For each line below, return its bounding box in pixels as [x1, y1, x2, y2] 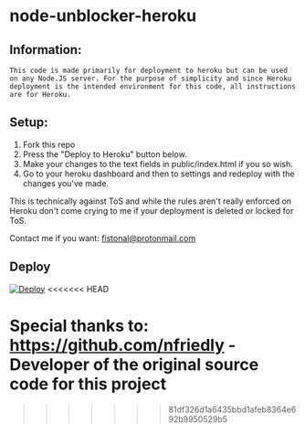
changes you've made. [22, 177, 110, 188]
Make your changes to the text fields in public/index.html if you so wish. [22, 158, 294, 169]
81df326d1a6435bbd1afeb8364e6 [168, 404, 297, 415]
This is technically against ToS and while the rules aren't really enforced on [9, 195, 292, 206]
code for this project [9, 374, 167, 394]
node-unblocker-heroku [9, 5, 197, 26]
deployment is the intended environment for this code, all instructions [9, 82, 297, 91]
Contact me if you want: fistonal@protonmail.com [9, 232, 196, 243]
